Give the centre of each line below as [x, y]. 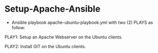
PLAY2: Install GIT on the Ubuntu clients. [45, 46]
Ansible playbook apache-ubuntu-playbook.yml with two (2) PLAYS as [82, 22]
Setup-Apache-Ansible [52, 9]
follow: [18, 27]
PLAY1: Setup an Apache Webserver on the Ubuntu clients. [64, 37]
